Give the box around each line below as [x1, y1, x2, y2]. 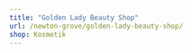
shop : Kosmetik [9, 30, 67, 39]
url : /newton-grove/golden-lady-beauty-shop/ [9, 22, 183, 31]
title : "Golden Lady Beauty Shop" [9, 13, 140, 22]
